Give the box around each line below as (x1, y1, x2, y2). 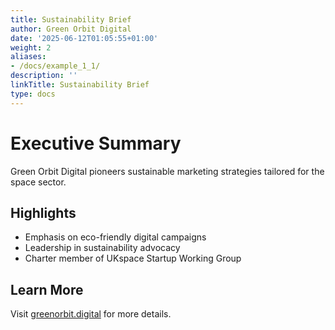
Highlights (10, 204, 77, 221)
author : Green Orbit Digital (10, 24, 132, 34)
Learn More (10, 281, 84, 298)
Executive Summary (10, 132, 182, 155)
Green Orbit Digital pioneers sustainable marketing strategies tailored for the (10, 165, 325, 177)
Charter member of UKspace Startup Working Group (24, 252, 242, 265)
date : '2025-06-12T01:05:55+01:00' (10, 33, 159, 43)
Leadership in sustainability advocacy (24, 242, 181, 254)
